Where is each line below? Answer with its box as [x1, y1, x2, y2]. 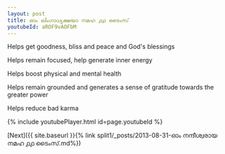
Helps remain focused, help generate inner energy [7, 56, 153, 64]
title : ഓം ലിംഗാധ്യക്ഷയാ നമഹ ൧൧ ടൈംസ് [7, 17, 129, 24]
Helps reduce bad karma [7, 104, 79, 113]
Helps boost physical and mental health [7, 69, 121, 78]
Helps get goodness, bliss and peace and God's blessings [7, 43, 175, 51]
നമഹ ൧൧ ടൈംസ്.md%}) [7, 139, 81, 148]
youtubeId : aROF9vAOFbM [7, 23, 77, 30]
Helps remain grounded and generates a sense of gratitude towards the [7, 83, 214, 92]
